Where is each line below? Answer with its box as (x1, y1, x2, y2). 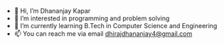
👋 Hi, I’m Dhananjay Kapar (14, 7, 91, 15)
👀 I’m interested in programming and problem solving (14, 14, 170, 22)
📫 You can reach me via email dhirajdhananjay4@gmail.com (14, 30, 193, 38)
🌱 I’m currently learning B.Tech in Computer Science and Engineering (14, 22, 218, 30)
